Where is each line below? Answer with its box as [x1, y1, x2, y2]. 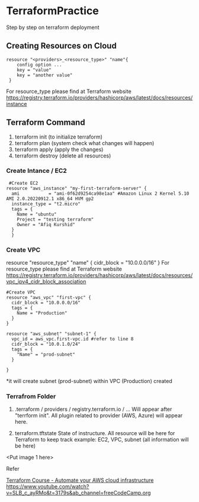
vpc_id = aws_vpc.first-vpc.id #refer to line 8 [11, 336, 134, 342]
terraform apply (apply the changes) [14, 146, 104, 153]
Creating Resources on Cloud [6, 41, 117, 51]
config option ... [17, 62, 62, 67]
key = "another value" [17, 72, 73, 78]
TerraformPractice [6, 4, 99, 18]
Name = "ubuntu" [17, 211, 57, 217]
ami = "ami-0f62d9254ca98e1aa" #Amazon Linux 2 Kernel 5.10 [11, 191, 190, 197]
